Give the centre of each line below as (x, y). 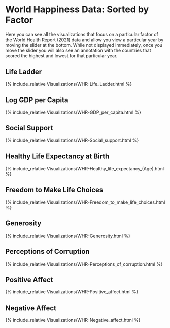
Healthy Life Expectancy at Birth (57, 156)
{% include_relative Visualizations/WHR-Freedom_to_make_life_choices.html (85, 202)
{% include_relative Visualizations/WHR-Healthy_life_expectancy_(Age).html (84, 169)
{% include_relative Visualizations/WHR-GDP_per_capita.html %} (73, 112)
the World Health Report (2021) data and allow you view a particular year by (84, 40)
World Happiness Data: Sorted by (77, 9)
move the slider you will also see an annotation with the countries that (78, 50)
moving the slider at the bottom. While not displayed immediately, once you (84, 45)
